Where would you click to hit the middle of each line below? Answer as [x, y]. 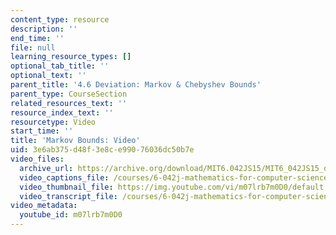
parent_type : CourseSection [69, 94]
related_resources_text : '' [69, 103]
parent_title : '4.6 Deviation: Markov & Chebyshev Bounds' [136, 85]
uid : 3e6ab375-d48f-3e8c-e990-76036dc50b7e [102, 150]
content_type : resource [60, 19]
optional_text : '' [48, 76]
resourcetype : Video [53, 122]
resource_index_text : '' [62, 112]
